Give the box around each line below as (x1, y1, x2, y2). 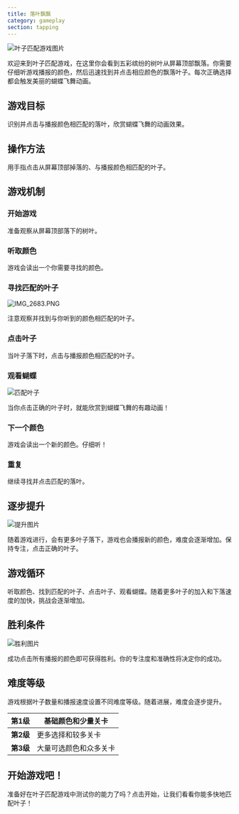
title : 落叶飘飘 (7, 10, 51, 18)
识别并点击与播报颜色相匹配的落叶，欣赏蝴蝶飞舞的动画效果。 (7, 120, 188, 129)
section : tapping (7, 23, 59, 31)
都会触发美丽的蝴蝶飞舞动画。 (7, 77, 95, 85)
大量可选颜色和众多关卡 (36, 743, 116, 753)
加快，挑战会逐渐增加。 (19, 596, 89, 605)
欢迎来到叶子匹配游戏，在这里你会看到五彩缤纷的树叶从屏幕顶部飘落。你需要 (7, 59, 232, 68)
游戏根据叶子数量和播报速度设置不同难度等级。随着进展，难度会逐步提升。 (7, 697, 225, 706)
